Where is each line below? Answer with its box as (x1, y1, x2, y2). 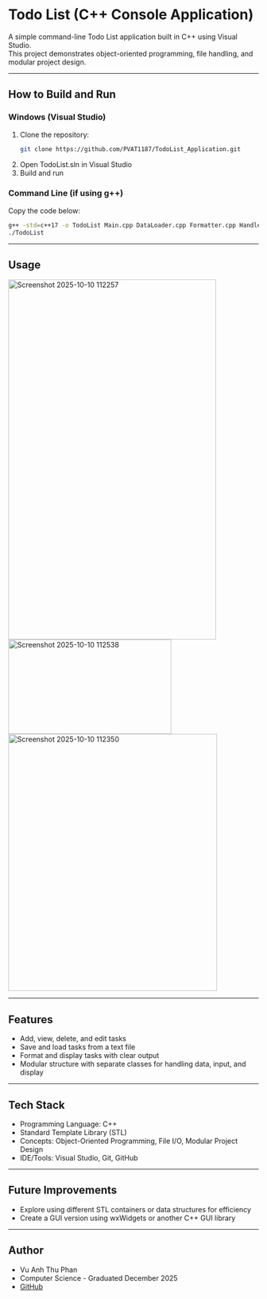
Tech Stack (8, 1098, 65, 1111)
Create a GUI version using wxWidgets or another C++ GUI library (19, 1213, 236, 1223)
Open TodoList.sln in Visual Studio (19, 159, 133, 169)
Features (8, 1013, 53, 1026)
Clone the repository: (19, 130, 90, 139)
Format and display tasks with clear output (19, 1051, 160, 1060)
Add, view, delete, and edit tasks (19, 1034, 127, 1044)
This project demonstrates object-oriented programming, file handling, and (8, 49, 253, 58)
